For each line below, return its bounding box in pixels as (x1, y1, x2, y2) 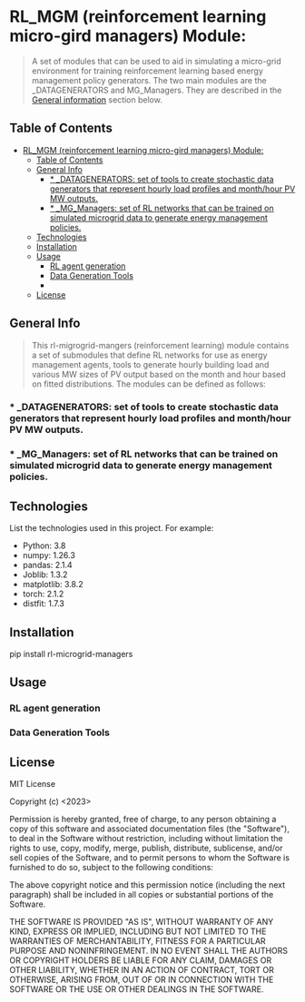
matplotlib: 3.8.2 (22, 579, 84, 590)
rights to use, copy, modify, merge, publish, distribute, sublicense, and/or (9, 842, 283, 854)
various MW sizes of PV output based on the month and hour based (31, 368, 286, 379)
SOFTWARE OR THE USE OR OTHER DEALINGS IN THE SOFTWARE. (9, 984, 264, 995)
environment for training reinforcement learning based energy (31, 65, 263, 76)
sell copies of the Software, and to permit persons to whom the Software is (9, 852, 290, 863)
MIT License (9, 779, 56, 790)
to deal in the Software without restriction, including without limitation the (9, 833, 283, 844)
